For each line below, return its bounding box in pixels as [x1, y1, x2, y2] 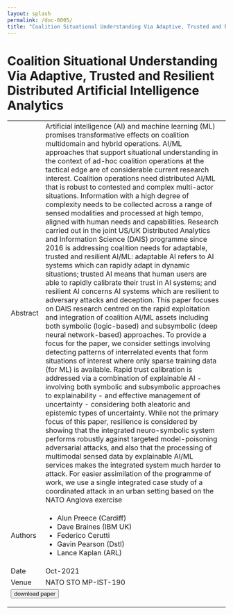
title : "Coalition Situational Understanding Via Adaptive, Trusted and [7, 23, 222, 30]
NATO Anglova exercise [44, 495, 123, 505]
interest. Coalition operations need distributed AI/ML [44, 174, 216, 183]
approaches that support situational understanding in [44, 147, 218, 157]
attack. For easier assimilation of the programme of [44, 469, 212, 479]
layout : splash [7, 10, 51, 17]
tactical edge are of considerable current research [44, 165, 209, 174]
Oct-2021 [44, 566, 80, 576]
